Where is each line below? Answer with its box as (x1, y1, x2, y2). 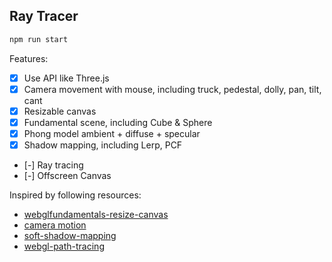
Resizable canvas (23, 105, 97, 117)
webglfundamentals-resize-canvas (23, 209, 169, 221)
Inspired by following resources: (9, 189, 142, 201)
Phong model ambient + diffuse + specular (23, 127, 201, 139)
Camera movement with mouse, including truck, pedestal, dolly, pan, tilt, (23, 83, 322, 95)
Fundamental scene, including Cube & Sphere (23, 116, 213, 128)
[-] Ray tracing (23, 159, 84, 171)
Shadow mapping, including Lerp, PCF (23, 139, 183, 151)
